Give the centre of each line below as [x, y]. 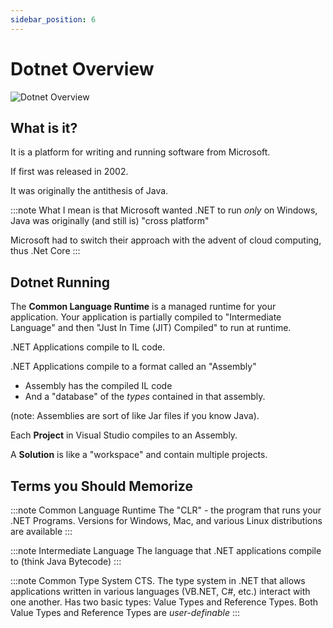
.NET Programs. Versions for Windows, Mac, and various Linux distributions [166, 520]
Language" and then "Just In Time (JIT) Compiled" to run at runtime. [151, 328]
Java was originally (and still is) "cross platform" [110, 221]
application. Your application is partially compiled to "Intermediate [146, 317]
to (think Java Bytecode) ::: [66, 561]
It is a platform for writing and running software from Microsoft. [140, 152]
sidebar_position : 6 [53, 19]
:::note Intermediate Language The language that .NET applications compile [166, 550]
